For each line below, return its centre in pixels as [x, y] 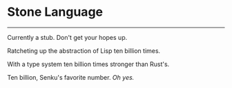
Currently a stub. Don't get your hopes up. [67, 37]
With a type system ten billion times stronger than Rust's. [88, 64]
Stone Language [55, 12]
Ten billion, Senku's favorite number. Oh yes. [71, 77]
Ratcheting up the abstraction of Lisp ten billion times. [84, 51]
